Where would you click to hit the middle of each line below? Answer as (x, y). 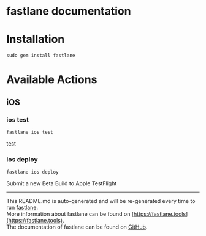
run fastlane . (22, 208)
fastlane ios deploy (33, 172)
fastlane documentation (69, 11)
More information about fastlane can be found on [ (70, 214)
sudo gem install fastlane (41, 56)
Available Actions (52, 80)
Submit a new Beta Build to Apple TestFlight (62, 183)
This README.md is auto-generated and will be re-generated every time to (101, 201)
